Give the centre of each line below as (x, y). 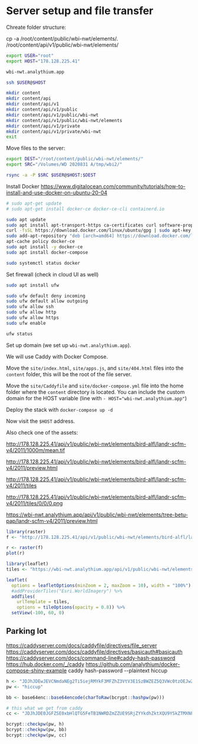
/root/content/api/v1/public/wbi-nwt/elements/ (62, 45)
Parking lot (27, 631)
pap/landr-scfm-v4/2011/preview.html (52, 521)
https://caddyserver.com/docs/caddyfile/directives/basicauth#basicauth (94, 651)
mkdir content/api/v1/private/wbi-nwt (54, 131)
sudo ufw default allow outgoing (47, 301)
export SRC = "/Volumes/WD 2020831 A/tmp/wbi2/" (64, 164)
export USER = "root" (30, 55)
